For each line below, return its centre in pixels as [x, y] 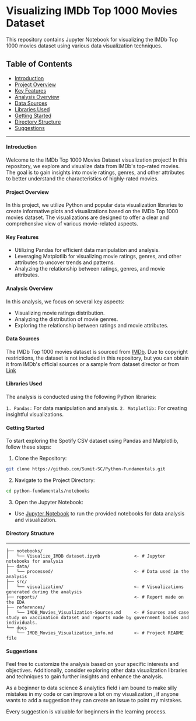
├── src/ [17, 582]
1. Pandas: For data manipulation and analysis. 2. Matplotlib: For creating [97, 408]
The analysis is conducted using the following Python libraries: [81, 397]
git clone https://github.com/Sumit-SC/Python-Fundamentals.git [86, 469]
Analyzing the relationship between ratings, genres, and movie [90, 269]
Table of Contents [39, 64]
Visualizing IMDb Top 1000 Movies [92, 11]
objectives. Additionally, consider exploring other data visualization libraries [97, 670]
